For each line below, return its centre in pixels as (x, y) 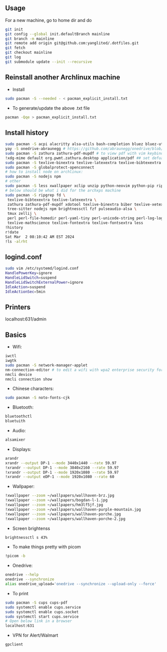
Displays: (22, 449)
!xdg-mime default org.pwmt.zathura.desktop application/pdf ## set (78, 158)
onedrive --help (22, 575)
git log (13, 57)
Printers (18, 307)
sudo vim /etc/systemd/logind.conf (42, 269)
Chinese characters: (33, 389)
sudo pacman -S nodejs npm (33, 176)
